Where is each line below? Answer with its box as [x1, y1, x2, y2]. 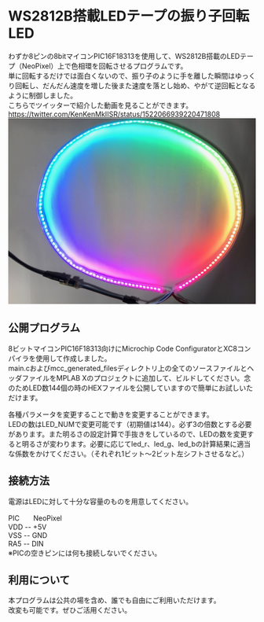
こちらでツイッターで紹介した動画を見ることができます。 [8, 100, 193, 110]
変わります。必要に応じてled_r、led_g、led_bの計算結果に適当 [49, 439, 251, 448]
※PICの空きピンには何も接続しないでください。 [8, 548, 162, 558]
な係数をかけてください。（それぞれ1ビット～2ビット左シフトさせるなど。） [8, 449, 249, 458]
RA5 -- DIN [8, 539, 45, 548]
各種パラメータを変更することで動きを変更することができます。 [8, 410, 214, 419]
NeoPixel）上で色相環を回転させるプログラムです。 [21, 61, 188, 71]
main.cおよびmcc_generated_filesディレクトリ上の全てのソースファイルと [8, 363, 247, 373]
